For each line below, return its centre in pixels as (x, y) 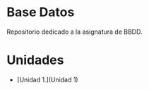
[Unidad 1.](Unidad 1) (47, 79)
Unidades (35, 60)
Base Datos (41, 12)
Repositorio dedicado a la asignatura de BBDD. (74, 32)
